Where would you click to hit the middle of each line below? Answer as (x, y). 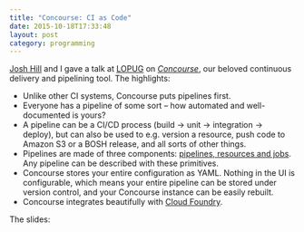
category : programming (52, 43)
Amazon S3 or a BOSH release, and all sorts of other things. (134, 144)
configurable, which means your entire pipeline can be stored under (149, 183)
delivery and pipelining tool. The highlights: (90, 79)
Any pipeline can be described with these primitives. (121, 163)
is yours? (89, 115)
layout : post (34, 34)
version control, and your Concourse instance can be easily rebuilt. (148, 192)
